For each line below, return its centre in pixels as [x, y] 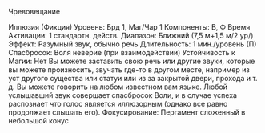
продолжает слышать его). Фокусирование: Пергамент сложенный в [127, 112]
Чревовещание [34, 12]
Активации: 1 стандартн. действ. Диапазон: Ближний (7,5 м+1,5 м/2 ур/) [131, 36]
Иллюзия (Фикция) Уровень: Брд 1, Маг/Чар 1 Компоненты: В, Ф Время [129, 27]
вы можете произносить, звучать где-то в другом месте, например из [129, 70]
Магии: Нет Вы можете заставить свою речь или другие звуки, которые [132, 61]
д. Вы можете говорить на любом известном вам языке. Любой [118, 87]
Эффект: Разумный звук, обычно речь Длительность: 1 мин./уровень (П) [132, 44]
